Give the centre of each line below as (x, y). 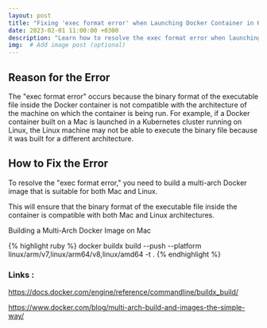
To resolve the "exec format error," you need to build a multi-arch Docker (128, 183)
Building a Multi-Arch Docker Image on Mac (80, 230)
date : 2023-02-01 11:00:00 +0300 (64, 30)
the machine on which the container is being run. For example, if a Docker (129, 113)
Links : (21, 275)
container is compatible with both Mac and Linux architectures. (111, 214)
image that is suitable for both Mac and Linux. (83, 191)
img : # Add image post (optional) (67, 45)
